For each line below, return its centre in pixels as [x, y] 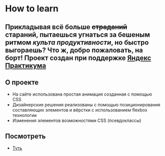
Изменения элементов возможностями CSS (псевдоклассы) [77, 121]
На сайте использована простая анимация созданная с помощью [82, 94]
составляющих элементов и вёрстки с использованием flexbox [80, 110]
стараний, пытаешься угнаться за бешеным [78, 34]
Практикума [26, 66]
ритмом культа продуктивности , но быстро [77, 42]
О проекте [22, 82]
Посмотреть [26, 136]
